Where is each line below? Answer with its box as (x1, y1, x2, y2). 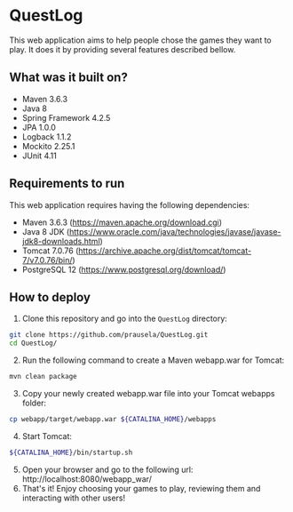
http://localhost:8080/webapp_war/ (21, 473, 153, 484)
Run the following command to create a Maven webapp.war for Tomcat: (21, 355, 285, 365)
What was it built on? (9, 70, 129, 85)
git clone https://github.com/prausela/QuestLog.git (9, 331, 209, 340)
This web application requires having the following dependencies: (9, 199, 250, 210)
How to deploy (9, 290, 91, 305)
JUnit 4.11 (21, 150, 58, 161)
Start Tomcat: (21, 430, 73, 441)
